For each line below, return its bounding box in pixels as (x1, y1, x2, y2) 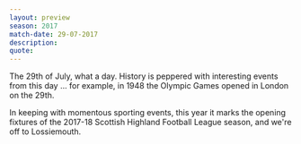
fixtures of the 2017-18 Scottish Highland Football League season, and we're (9, 117, 292, 128)
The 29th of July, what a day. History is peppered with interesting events (9, 71, 279, 81)
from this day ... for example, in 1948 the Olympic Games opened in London (9, 80, 289, 91)
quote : (9, 47, 34, 55)
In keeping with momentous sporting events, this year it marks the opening (9, 107, 286, 118)
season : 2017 (9, 21, 58, 30)
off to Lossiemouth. (9, 126, 82, 137)
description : (9, 38, 58, 47)
